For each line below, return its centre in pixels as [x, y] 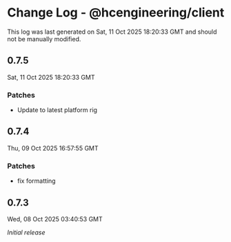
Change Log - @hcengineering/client [116, 13]
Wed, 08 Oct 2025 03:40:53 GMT [55, 219]
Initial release [26, 232]
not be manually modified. [44, 38]
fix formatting [37, 181]
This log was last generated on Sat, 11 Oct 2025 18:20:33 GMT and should [112, 32]
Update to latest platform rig [57, 110]
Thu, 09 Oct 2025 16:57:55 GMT [53, 148]
